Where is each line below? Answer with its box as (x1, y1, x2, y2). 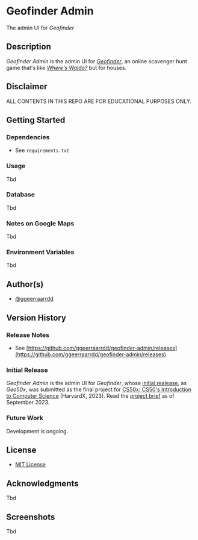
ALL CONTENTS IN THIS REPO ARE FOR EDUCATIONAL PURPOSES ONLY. (6, 98, 192, 105)
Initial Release (6, 366, 48, 374)
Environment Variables (6, 248, 75, 257)
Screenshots (6, 512, 55, 522)
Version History (6, 312, 66, 323)
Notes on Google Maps (6, 219, 75, 227)
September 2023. (6, 399, 50, 406)
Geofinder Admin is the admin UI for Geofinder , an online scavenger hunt (6, 57, 188, 64)
